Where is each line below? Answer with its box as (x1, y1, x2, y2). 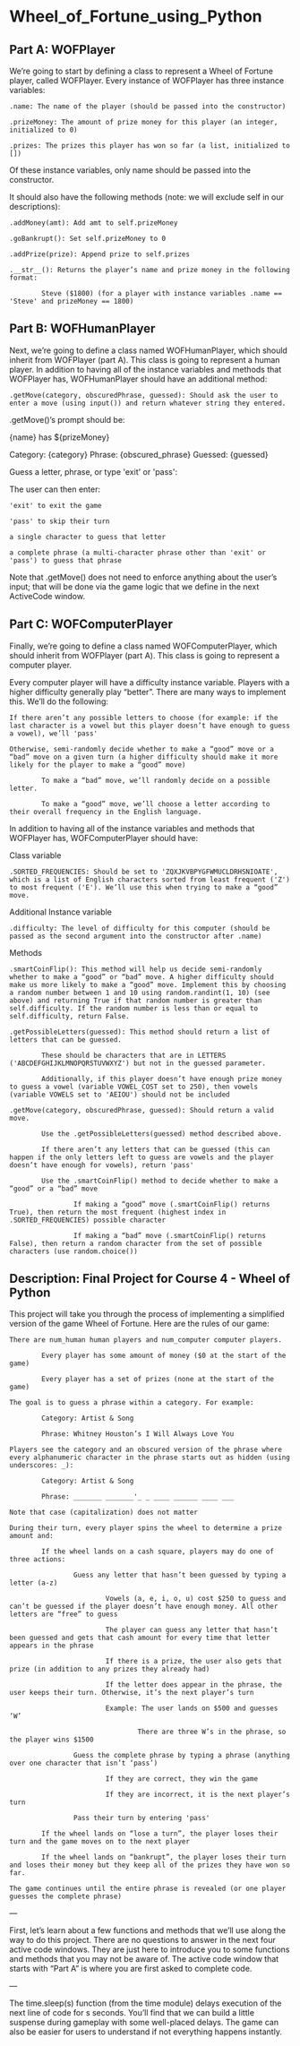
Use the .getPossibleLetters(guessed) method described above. (41, 1129, 282, 1139)
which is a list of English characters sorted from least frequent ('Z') (9, 875, 291, 884)
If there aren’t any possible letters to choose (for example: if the (9, 713, 279, 722)
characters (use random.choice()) (9, 1247, 139, 1256)
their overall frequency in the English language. (9, 807, 202, 816)
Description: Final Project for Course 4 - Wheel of (9, 1271, 291, 1286)
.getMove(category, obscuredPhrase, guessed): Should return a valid (9, 1105, 275, 1114)
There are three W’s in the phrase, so (137, 1727, 287, 1737)
